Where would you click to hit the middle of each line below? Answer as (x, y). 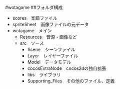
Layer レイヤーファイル (53, 56)
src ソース (32, 43)
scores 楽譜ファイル (35, 18)
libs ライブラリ (44, 75)
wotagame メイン (32, 31)
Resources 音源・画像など (48, 37)
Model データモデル (49, 62)
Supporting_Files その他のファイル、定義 (71, 81)
